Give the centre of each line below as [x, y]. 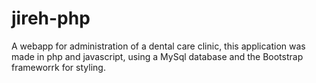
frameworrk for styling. [58, 67]
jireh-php [51, 18]
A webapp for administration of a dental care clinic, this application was [158, 46]
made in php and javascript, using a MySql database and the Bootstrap [157, 56]
